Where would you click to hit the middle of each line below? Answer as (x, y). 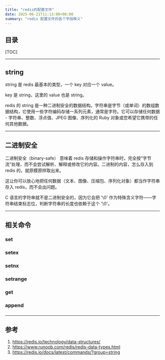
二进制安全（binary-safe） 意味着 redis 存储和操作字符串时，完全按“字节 (78, 158)
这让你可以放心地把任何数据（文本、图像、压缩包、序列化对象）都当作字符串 (82, 181)
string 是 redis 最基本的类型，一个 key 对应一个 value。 (61, 84)
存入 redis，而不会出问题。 (32, 187)
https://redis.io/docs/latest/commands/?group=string (66, 352)
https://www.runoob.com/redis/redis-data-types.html (66, 347)
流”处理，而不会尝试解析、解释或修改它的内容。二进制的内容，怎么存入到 (79, 164)
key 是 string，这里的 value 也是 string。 (46, 95)
